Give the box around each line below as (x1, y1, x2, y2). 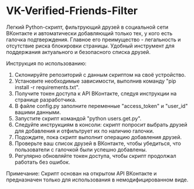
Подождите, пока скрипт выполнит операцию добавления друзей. (14, 133, 182, 140)
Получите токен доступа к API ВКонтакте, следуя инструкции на (14, 90, 177, 97)
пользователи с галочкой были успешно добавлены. (14, 146, 147, 153)
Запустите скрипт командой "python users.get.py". (14, 114, 142, 122)
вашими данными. (14, 109, 61, 116)
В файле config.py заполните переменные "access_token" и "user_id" (14, 102, 188, 109)
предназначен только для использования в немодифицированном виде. (6, 176, 189, 183)
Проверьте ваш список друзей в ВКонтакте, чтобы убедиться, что (14, 140, 181, 147)
